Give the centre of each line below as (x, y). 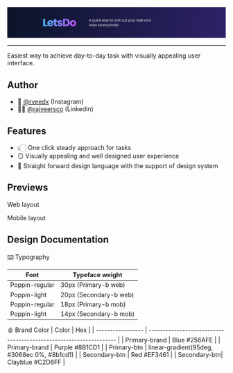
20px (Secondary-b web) (97, 295)
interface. (21, 63)
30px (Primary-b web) (93, 285)
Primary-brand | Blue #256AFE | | (173, 340)
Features (27, 131)
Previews (28, 188)
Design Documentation (58, 240)
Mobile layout (27, 217)
